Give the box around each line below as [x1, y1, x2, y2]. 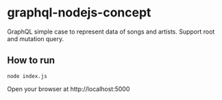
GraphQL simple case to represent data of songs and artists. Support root [7, 27, 215, 36]
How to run [7, 55, 56, 66]
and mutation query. [7, 34, 64, 42]
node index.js [7, 73, 48, 79]
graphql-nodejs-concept [7, 5, 151, 21]
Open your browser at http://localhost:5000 [7, 84, 130, 93]
